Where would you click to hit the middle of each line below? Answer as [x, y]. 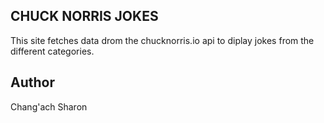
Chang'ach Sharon [49, 106]
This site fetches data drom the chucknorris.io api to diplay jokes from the [162, 40]
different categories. [52, 51]
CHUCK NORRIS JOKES [84, 16]
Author [32, 82]
